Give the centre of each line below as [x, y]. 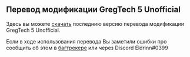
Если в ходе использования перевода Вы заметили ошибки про [86, 41]
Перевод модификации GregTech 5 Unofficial [94, 10]
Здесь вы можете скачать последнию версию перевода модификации [95, 24]
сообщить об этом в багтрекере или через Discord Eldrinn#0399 [87, 48]
